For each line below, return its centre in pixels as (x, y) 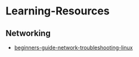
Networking (28, 33)
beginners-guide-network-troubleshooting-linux (73, 47)
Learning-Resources (58, 11)
